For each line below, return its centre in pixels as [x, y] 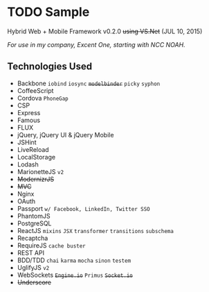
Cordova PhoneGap [43, 98]
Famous [28, 120]
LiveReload [33, 149]
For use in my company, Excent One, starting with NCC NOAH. [96, 44]
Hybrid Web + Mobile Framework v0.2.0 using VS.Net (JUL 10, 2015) [105, 31]
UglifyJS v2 [33, 267]
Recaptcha [33, 238]
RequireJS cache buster [52, 245]
